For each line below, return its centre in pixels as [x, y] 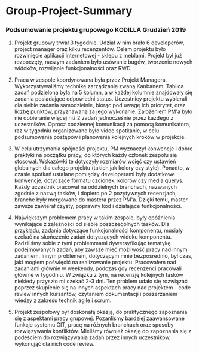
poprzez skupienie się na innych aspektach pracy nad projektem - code [102, 288]
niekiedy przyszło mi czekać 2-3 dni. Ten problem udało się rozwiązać [101, 281]
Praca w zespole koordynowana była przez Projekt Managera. [91, 80]
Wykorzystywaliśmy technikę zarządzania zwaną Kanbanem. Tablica [99, 86]
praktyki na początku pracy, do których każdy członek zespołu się [96, 155]
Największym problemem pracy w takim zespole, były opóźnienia [95, 218]
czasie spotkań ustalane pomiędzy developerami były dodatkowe [95, 174]
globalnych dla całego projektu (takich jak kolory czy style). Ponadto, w [102, 168]
